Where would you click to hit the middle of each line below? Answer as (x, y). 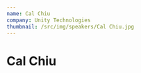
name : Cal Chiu (28, 14)
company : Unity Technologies (49, 20)
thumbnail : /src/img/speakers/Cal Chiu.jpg (70, 26)
